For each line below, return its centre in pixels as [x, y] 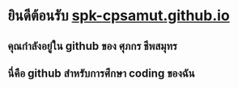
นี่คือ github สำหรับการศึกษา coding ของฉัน [101, 73]
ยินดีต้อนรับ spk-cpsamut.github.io [119, 16]
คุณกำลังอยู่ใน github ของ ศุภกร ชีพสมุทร [92, 46]
